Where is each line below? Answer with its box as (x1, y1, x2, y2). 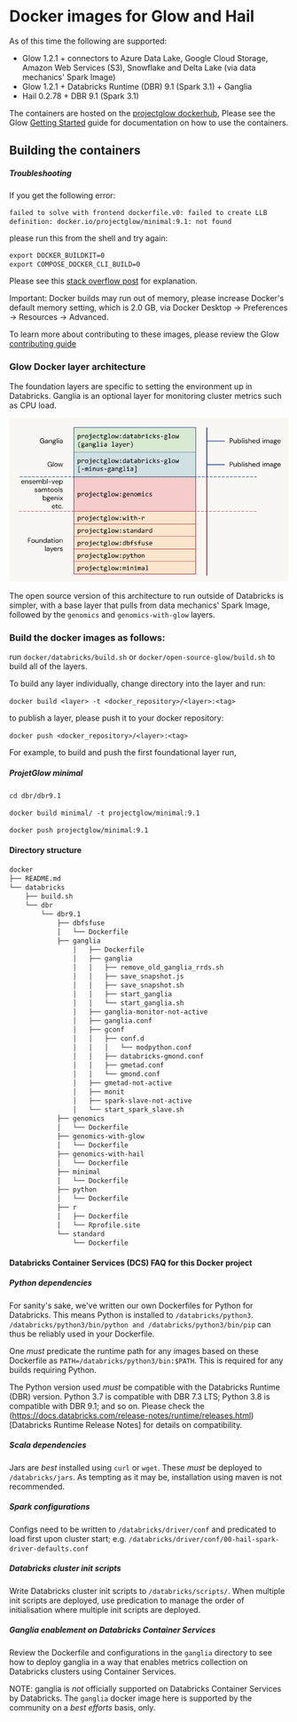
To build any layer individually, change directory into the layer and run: (9, 678, 266, 689)
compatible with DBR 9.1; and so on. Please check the (9, 1400, 206, 1411)
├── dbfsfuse (56, 919, 105, 928)
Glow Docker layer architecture (9, 361, 146, 373)
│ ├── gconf (72, 1025, 125, 1034)
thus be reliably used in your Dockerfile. (9, 1328, 155, 1339)
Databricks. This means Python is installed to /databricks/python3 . (9, 1309, 254, 1320)
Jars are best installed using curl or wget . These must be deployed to (9, 1462, 262, 1472)
